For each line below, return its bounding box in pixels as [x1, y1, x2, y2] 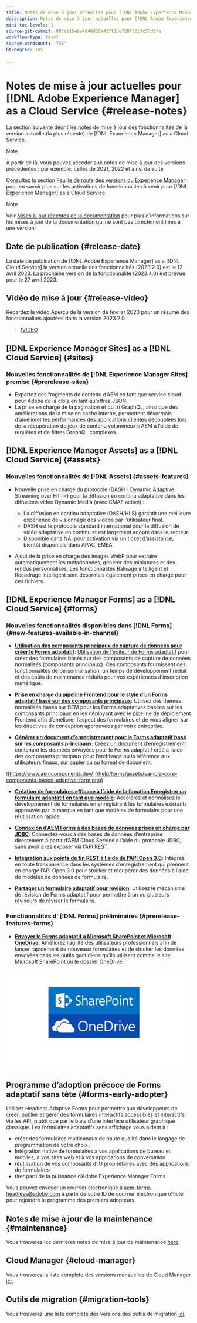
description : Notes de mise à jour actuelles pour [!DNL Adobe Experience [6, 15, 193, 22]
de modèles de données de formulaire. [14, 874, 108, 881]
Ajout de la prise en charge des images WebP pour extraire [14, 553, 157, 560]
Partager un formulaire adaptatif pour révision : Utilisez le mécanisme [14, 885, 185, 892]
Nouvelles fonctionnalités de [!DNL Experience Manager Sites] [6, 370, 188, 378]
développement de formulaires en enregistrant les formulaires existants [14, 801, 188, 808]
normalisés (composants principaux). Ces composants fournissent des [14, 661, 186, 668]
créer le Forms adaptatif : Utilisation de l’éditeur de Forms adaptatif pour [14, 649, 189, 656]
